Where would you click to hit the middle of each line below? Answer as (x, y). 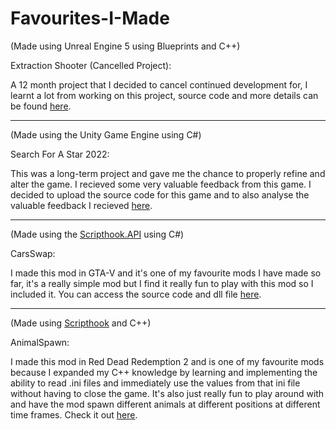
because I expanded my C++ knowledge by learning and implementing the (164, 372)
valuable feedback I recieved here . (81, 205)
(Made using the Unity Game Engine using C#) (106, 134)
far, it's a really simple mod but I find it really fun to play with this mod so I (162, 283)
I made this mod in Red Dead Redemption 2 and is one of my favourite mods (167, 361)
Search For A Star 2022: (60, 154)
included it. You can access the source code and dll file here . (136, 294)
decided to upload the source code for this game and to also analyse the (160, 194)
